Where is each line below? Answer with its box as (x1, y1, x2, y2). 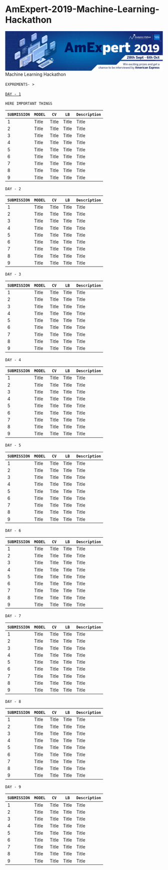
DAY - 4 (5, 357, 21, 362)
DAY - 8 (5, 699, 21, 704)
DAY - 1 (5, 91, 21, 96)
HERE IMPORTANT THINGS (5, 101, 52, 106)
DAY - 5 (5, 443, 21, 448)
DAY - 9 (5, 784, 21, 789)
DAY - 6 (5, 528, 21, 533)
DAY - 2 (5, 187, 21, 192)
